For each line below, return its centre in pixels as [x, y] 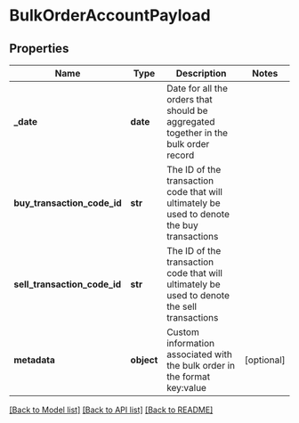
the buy [182, 225]
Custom [183, 332]
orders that [190, 99]
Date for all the [197, 88]
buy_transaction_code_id [68, 203]
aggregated [190, 122]
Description [201, 73]
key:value [186, 388]
